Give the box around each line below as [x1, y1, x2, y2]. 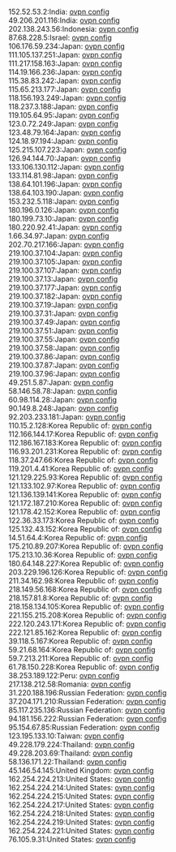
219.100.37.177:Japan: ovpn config [8, 283, 122, 292]
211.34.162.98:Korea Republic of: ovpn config [8, 576, 159, 585]
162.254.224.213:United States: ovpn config [8, 774, 156, 784]
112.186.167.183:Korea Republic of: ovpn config [8, 438, 162, 447]
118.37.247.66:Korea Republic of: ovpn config [8, 455, 158, 465]
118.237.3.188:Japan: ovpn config [8, 101, 119, 111]
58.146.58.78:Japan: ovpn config [8, 386, 118, 396]
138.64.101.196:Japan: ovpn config [8, 179, 122, 189]
